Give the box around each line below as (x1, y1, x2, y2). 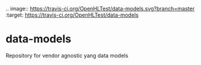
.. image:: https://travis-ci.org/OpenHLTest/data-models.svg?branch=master (5, 5, 195, 12)
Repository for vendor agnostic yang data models (5, 52, 129, 59)
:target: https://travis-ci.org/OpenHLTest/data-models (5, 11, 139, 18)
